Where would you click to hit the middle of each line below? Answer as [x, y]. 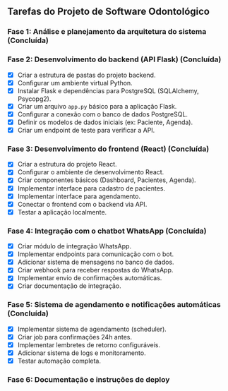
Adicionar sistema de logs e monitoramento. [82, 353]
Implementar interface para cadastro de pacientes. [91, 188]
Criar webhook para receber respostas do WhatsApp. [95, 270]
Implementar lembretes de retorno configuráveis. [89, 344]
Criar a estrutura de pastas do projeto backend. [86, 75]
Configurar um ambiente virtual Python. [75, 83]
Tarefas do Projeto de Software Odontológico [109, 12]
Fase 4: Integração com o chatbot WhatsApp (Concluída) [107, 231]
